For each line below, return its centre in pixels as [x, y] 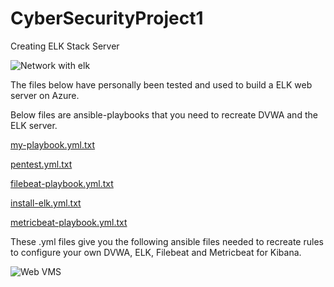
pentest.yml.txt [41, 164]
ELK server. [34, 125]
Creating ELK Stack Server [65, 46]
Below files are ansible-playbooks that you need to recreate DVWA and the [164, 114]
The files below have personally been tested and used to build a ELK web [161, 84]
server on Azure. [45, 95]
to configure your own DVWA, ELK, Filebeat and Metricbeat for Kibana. [156, 252]
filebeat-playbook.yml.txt [62, 183]
